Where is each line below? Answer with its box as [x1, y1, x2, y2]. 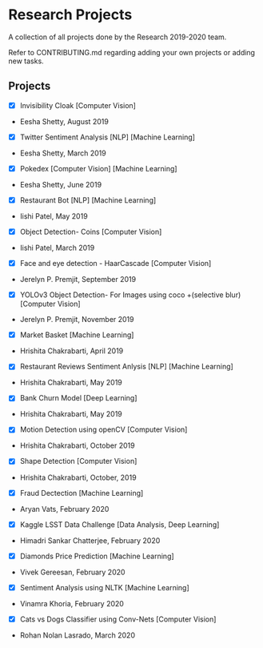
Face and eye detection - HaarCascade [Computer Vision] [19, 259, 212, 268]
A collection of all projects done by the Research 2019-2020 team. [8, 32, 227, 42]
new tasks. [8, 56, 44, 66]
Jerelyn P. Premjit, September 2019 [19, 275, 137, 284]
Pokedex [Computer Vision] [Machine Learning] [19, 163, 177, 173]
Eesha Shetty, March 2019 [19, 148, 106, 158]
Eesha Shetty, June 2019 [19, 179, 102, 189]
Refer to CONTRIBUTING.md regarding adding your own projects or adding [8, 47, 256, 57]
